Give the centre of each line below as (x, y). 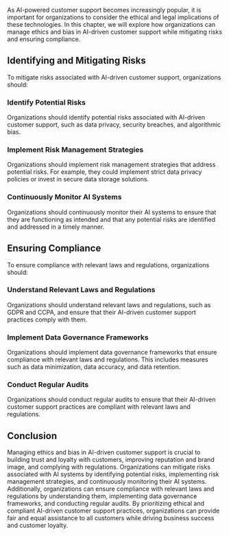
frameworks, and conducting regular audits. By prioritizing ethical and (106, 504)
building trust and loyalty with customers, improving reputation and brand (111, 460)
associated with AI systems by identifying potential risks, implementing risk (113, 474)
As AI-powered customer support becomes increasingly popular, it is (104, 10)
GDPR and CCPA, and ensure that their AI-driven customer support (102, 312)
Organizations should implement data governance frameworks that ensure (112, 353)
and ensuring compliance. (44, 39)
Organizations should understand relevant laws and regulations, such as (109, 304)
